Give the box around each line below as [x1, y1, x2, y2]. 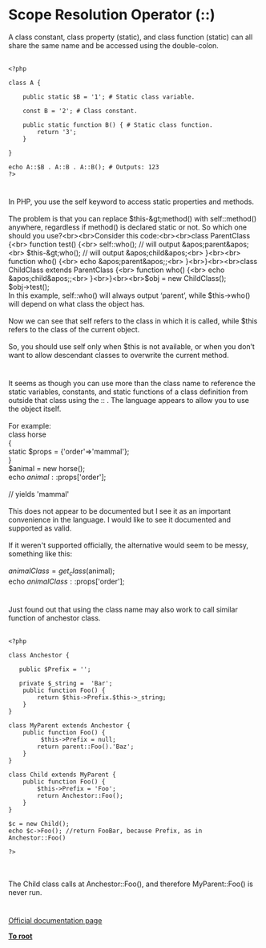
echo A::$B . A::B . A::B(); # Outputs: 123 [8, 163, 159, 171]
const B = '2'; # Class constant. [22, 107, 138, 115]
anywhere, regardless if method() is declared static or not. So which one [8, 222, 247, 232]
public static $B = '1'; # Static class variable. [22, 92, 195, 101]
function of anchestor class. [8, 613, 101, 623]
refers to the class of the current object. [8, 325, 140, 335]
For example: [8, 421, 52, 431]
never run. [8, 888, 42, 897]
